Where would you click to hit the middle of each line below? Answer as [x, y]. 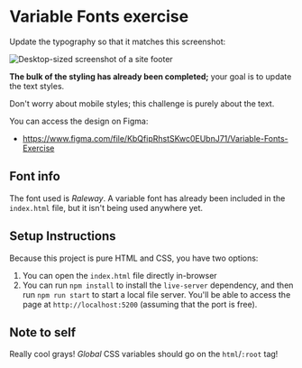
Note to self [43, 332]
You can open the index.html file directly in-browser [120, 275]
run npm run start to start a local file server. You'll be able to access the [156, 294]
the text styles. [37, 86]
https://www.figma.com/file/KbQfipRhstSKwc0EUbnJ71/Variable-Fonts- [155, 138]
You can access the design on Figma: [79, 121]
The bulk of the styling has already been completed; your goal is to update [151, 76]
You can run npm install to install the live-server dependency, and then [158, 285]
